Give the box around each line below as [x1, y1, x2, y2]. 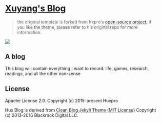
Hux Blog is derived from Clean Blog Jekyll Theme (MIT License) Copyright [5, 107, 156, 113]
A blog [5, 53, 25, 61]
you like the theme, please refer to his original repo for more [17, 24, 138, 30]
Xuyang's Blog [5, 3, 66, 14]
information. [17, 29, 41, 35]
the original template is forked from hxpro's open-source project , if [17, 19, 152, 25]
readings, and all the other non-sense [5, 70, 80, 76]
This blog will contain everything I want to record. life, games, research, [5, 65, 149, 71]
